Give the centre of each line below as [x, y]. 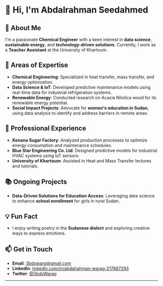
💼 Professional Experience [46, 128]
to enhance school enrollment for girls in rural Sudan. [66, 201]
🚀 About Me [23, 28]
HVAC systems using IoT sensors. [46, 156]
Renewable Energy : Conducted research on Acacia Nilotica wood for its [84, 97]
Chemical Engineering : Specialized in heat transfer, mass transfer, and [83, 77]
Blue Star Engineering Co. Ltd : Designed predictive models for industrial [85, 150]
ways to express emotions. [39, 233]
